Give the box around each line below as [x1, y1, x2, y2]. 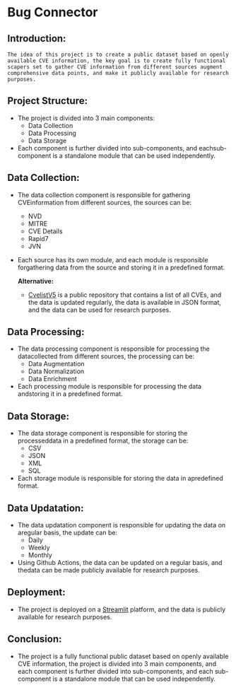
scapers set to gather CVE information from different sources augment [7, 64, 223, 71]
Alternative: [17, 276, 54, 285]
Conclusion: [7, 633, 62, 645]
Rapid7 [28, 234, 49, 242]
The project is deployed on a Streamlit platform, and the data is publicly [17, 605, 226, 614]
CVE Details [28, 227, 63, 235]
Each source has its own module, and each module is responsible [17, 255, 208, 264]
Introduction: [7, 33, 66, 45]
